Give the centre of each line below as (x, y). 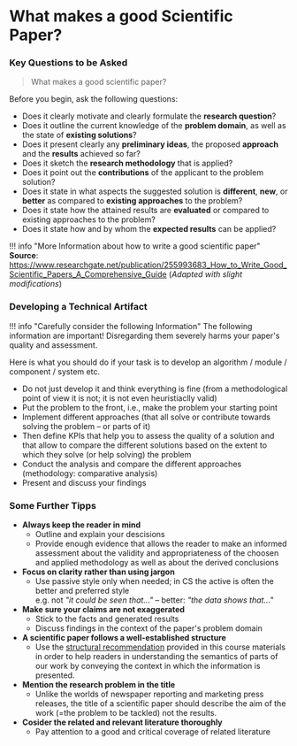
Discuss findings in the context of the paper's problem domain (149, 628)
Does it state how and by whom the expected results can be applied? (149, 229)
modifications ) (36, 284)
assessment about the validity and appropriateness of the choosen (157, 553)
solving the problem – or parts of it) (86, 426)
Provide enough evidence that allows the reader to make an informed (161, 544)
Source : (24, 256)
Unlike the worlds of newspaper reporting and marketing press (149, 694)
